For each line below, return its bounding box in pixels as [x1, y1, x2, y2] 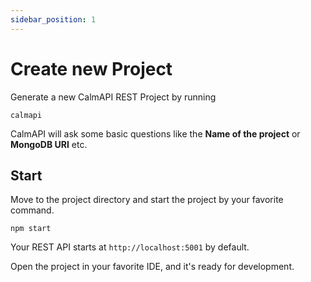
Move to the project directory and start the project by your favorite [10, 194, 284, 206]
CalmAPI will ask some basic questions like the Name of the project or [10, 127, 301, 140]
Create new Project [10, 57, 173, 80]
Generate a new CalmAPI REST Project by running [10, 91, 217, 103]
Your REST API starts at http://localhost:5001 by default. [10, 241, 250, 253]
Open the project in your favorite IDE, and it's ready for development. [10, 261, 295, 273]
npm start [10, 224, 52, 234]
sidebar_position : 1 [10, 14, 97, 25]
